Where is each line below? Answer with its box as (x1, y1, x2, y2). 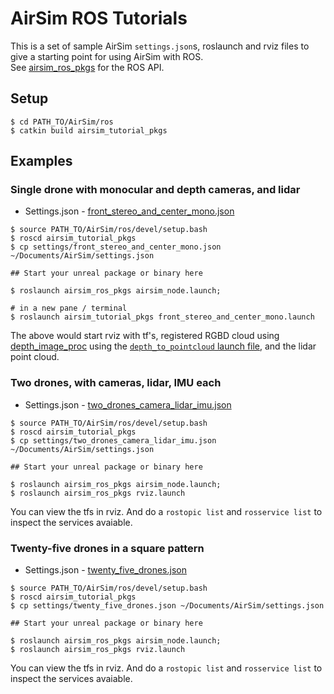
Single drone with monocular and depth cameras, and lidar (10, 183, 301, 197)
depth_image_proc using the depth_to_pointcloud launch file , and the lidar (10, 340, 317, 352)
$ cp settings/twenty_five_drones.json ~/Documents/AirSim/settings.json (10, 601, 325, 611)
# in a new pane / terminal (10, 303, 128, 314)
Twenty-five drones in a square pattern (10, 541, 205, 555)
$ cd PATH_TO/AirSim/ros (10, 117, 114, 127)
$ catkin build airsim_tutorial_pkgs (10, 125, 168, 136)
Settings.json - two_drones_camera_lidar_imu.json (24, 398, 232, 411)
